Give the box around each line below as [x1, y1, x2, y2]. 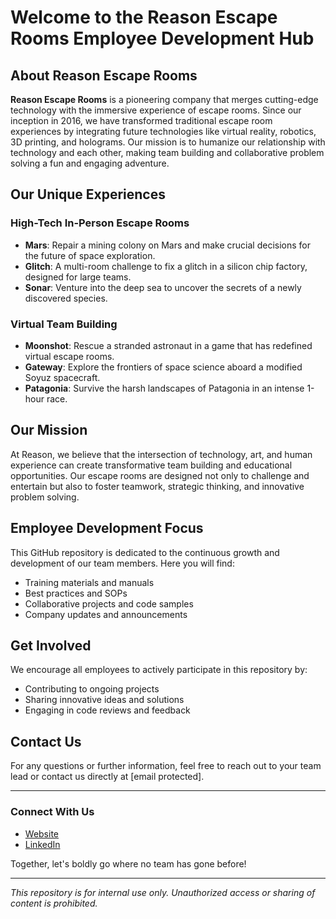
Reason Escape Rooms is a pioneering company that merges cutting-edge [10, 94, 319, 105]
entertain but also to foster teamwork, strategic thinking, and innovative [10, 480, 305, 492]
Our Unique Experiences [10, 186, 166, 203]
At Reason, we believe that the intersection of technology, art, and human [10, 448, 313, 460]
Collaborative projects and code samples [24, 597, 194, 610]
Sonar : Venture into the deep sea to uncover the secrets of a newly [24, 281, 302, 293]
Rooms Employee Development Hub [10, 27, 315, 50]
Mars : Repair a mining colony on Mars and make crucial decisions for [24, 239, 311, 251]
